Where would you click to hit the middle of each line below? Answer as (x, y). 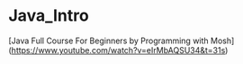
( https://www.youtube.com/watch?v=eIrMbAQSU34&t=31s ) (118, 50)
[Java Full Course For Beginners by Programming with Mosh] (121, 41)
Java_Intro (49, 16)
